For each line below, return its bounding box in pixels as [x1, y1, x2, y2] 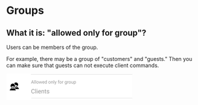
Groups [6, 4, 44, 17]
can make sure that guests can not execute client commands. [6, 62, 159, 69]
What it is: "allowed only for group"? [6, 28, 147, 38]
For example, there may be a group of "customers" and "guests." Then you [6, 56, 193, 62]
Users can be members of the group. [6, 43, 98, 51]
